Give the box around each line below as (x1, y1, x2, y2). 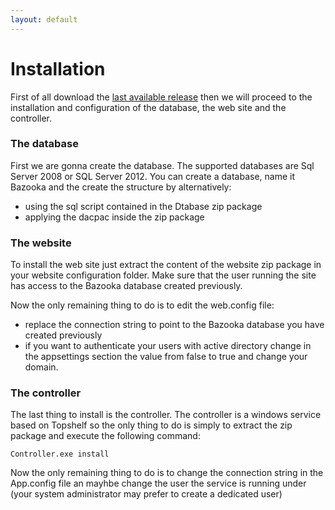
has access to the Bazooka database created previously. (10, 280, 243, 292)
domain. (24, 361, 59, 373)
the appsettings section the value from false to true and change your (24, 351, 308, 363)
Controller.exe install (10, 449, 110, 460)
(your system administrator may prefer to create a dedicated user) (10, 488, 283, 500)
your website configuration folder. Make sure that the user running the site (10, 269, 317, 281)
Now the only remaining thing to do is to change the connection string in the (10, 467, 324, 479)
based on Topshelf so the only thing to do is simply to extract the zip (10, 419, 293, 431)
